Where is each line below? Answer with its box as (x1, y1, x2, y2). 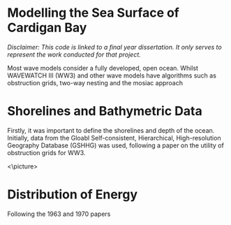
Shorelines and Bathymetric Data (7, 103, 202, 119)
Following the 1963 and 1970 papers (7, 210, 111, 218)
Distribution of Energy (7, 187, 138, 203)
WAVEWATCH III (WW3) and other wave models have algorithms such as (7, 71, 216, 80)
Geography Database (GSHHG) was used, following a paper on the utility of (7, 141, 225, 150)
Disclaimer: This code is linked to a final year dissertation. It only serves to (7, 43, 222, 51)
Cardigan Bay (7, 20, 87, 36)
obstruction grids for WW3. (7, 148, 86, 157)
